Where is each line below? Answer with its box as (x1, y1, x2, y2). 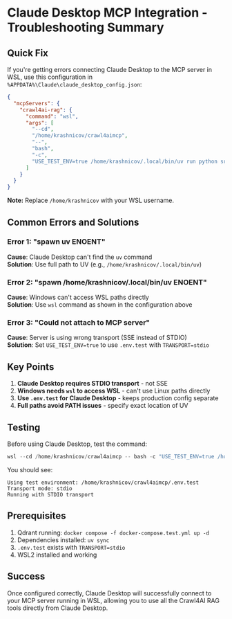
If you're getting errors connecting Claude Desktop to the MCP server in (7, 66, 213, 73)
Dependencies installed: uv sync (17, 535, 110, 544)
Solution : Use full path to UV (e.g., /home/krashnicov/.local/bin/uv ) (7, 260, 202, 268)
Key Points (7, 361, 55, 373)
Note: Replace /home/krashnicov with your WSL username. (7, 196, 175, 205)
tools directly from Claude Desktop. (7, 604, 108, 612)
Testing (7, 421, 41, 433)
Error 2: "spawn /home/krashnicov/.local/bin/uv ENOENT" (7, 277, 207, 287)
